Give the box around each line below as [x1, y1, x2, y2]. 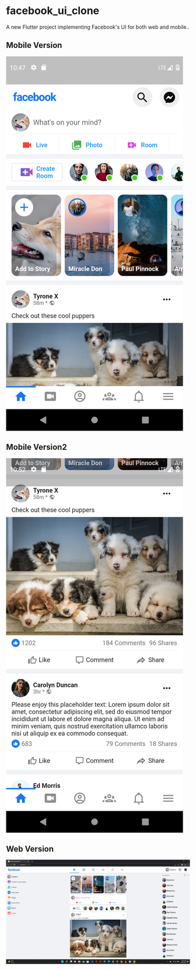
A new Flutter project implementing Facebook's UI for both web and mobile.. [6, 23, 190, 30]
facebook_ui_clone [6, 4, 100, 18]
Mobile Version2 [6, 442, 67, 452]
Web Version [6, 844, 54, 854]
